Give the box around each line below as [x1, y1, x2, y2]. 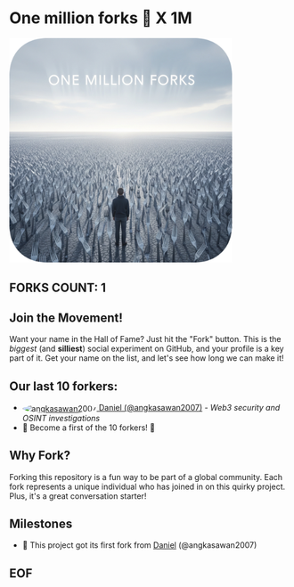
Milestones [9, 517, 73, 532]
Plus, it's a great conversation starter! [9, 490, 147, 501]
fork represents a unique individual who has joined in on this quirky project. [9, 481, 286, 492]
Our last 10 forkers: [9, 379, 118, 394]
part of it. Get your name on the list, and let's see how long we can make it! [9, 353, 284, 363]
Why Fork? [9, 448, 71, 463]
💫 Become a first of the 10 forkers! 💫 [21, 422, 156, 433]
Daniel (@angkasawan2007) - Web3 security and [98, 403, 281, 413]
